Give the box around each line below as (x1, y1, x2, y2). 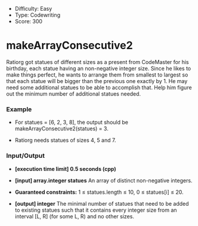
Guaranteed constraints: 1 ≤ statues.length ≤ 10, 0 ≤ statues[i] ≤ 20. (14, 188, 184, 196)
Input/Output (6, 152, 45, 160)
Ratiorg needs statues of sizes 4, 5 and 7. (14, 137, 116, 144)
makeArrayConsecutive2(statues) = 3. (14, 125, 109, 132)
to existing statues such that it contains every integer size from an (14, 206, 177, 213)
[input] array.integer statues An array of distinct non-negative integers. (14, 176, 193, 184)
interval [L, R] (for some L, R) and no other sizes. (14, 212, 134, 220)
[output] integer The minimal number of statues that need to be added (14, 200, 189, 207)
